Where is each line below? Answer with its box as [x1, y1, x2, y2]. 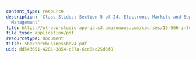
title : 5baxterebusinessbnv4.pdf [6, 41, 87, 47]
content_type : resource [6, 8, 64, 15]
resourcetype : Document [6, 35, 64, 41]
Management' [11, 19, 41, 25]
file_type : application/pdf [6, 30, 75, 36]
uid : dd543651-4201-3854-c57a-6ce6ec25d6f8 [6, 46, 114, 52]
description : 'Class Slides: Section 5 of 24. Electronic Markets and [6, 14, 181, 20]
